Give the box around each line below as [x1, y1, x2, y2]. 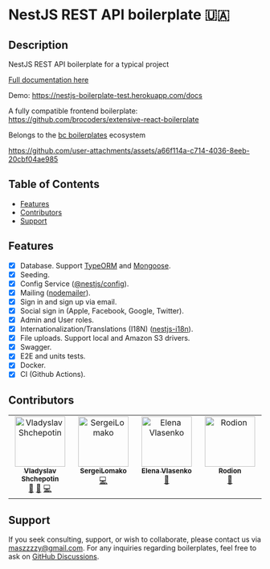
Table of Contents [8, 178, 100, 191]
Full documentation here [8, 75, 89, 84]
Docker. [19, 360, 47, 370]
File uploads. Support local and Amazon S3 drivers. [19, 334, 190, 343]
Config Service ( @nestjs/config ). [19, 279, 129, 289]
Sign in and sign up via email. [19, 297, 117, 306]
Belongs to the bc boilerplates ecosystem [8, 130, 146, 140]
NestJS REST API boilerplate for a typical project [8, 59, 170, 69]
